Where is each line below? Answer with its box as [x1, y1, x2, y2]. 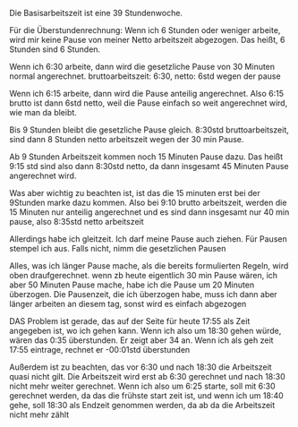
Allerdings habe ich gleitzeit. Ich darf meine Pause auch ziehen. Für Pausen [9, 234, 288, 244]
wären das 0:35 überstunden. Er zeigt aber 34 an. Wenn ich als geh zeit [9, 335, 274, 346]
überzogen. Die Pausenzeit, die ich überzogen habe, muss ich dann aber [9, 289, 277, 299]
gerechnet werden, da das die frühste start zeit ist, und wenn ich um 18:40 [9, 390, 284, 401]
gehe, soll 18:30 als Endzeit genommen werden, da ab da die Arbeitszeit [9, 400, 276, 410]
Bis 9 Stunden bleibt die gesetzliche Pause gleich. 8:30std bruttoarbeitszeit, [9, 124, 289, 135]
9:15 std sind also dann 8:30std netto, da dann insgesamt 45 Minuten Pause [9, 161, 289, 171]
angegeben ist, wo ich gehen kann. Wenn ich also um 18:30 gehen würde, [9, 326, 282, 336]
